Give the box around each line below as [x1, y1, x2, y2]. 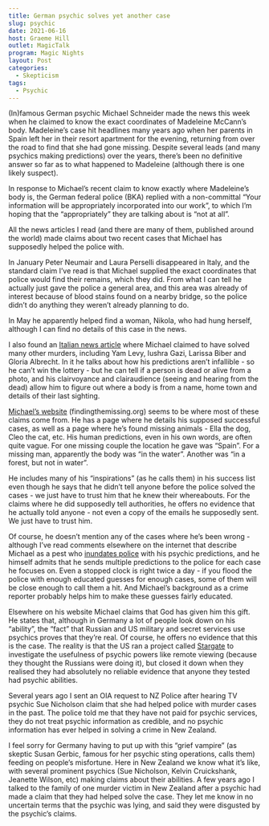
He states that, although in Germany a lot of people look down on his [8, 615, 235, 625]
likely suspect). [8, 168, 59, 178]
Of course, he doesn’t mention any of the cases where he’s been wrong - [8, 532, 251, 542]
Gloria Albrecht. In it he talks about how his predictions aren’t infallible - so [8, 357, 255, 366]
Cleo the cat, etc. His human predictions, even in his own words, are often [8, 432, 253, 442]
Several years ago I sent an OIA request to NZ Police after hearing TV [8, 691, 238, 701]
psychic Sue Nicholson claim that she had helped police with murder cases [8, 700, 257, 709]
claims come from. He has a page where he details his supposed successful [8, 415, 261, 425]
